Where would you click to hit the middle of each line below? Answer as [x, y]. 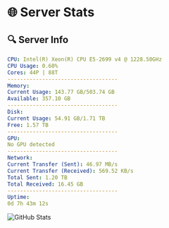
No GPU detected [31, 145]
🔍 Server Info [38, 40]
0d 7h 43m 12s [28, 204]
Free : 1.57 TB [28, 125]
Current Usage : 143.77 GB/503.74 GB [61, 92]
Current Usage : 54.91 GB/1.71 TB [56, 118]
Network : [20, 158]
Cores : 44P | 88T [33, 72]
